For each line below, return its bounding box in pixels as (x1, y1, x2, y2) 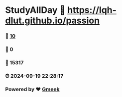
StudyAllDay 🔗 (5, 4, 66, 16)
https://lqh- (67, 4, 117, 16)
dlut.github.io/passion (5, 15, 100, 26)
